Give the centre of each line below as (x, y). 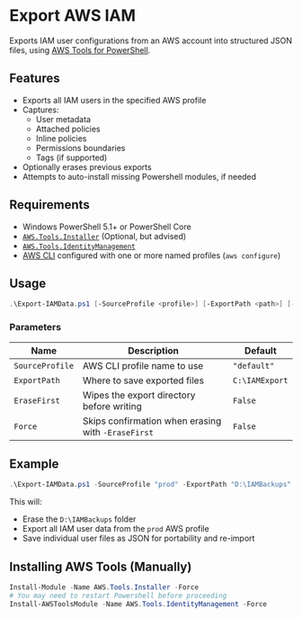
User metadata (63, 119)
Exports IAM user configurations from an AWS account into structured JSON (151, 40)
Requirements (49, 205)
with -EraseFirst (118, 432)
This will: (26, 502)
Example (34, 464)
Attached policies (68, 129)
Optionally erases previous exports (87, 166)
